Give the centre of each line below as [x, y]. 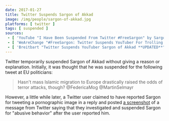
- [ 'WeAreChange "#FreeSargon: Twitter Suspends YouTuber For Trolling [85, 43]
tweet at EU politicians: [29, 72]
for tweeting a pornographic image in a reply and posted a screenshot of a [82, 102]
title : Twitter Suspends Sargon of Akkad [49, 15]
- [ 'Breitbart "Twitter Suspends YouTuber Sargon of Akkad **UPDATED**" [86, 47]
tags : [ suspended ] [27, 29]
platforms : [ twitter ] [30, 24]
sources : [14, 33]
